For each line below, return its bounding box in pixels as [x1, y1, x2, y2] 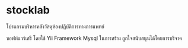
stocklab [6, 4, 50, 17]
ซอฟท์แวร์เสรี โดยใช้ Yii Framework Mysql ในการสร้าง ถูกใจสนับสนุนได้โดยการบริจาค [6, 35, 182, 42]
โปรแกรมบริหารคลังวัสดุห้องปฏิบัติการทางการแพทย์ [6, 23, 105, 30]
